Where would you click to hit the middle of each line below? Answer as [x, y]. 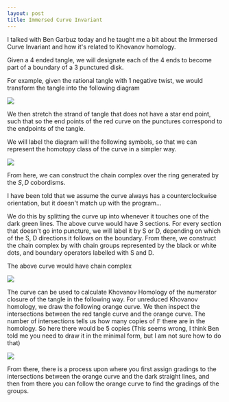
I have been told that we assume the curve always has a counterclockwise [112, 195]
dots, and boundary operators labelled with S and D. [81, 252]
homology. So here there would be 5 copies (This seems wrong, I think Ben [113, 328]
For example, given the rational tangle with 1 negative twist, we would [105, 80]
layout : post [26, 13]
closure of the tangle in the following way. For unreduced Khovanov [103, 299]
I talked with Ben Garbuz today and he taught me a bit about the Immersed [112, 39]
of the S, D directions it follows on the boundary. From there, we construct [112, 238]
